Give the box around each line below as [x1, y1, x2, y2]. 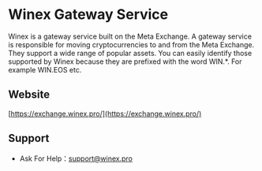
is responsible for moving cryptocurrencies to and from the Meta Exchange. [8, 39, 255, 49]
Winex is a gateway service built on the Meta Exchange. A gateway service [8, 32, 253, 41]
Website [8, 88, 50, 102]
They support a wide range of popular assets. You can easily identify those [8, 48, 253, 58]
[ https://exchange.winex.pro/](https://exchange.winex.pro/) [8, 109, 202, 118]
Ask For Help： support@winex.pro [19, 154, 133, 163]
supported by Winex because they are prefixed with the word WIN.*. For [8, 57, 242, 66]
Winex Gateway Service [8, 6, 168, 24]
